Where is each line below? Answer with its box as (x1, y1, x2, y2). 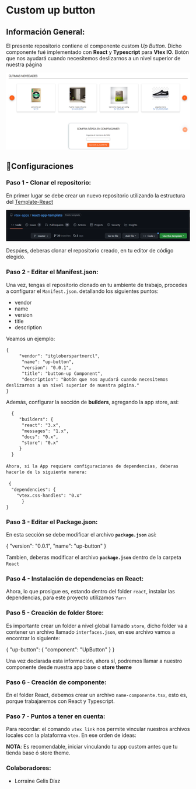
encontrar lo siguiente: (6, 634, 60, 641)
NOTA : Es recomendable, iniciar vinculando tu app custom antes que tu (6, 743, 178, 750)
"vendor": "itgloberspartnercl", (19, 353, 100, 359)
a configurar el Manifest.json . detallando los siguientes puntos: (6, 288, 159, 295)
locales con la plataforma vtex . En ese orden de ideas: (6, 732, 136, 739)
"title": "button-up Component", (21, 370, 103, 377)
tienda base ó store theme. (6, 749, 71, 756)
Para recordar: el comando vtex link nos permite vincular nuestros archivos (6, 726, 190, 733)
